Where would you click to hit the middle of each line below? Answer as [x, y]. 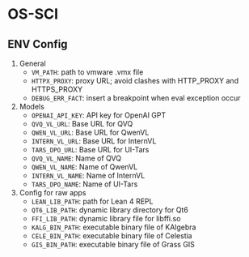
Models [32, 107]
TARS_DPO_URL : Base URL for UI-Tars [90, 150]
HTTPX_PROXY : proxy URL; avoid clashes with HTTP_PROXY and [135, 81]
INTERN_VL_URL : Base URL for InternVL [94, 141]
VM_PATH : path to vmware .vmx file [87, 72]
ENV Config [38, 44]
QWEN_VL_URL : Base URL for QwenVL [90, 132]
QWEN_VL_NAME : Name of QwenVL [84, 167]
